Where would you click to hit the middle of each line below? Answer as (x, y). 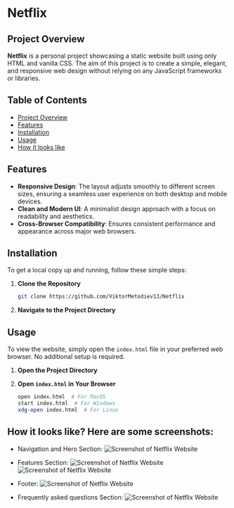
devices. (30, 201)
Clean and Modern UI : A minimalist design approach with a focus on (116, 208)
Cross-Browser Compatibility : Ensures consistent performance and (116, 224)
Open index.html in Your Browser (66, 384)
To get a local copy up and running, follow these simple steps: (97, 270)
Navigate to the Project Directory (66, 310)
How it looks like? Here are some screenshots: (111, 432)
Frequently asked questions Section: (70, 497)
